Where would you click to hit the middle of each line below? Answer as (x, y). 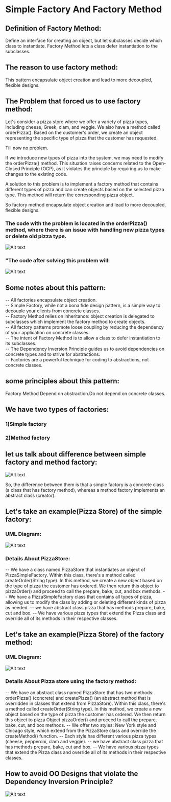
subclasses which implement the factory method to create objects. (76, 322)
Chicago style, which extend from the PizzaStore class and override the (81, 730)
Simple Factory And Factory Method (84, 9)
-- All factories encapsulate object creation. (51, 300)
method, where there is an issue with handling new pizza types (85, 230)
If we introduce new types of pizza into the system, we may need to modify (84, 157)
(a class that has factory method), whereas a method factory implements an (85, 490)
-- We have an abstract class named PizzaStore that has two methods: (80, 692)
